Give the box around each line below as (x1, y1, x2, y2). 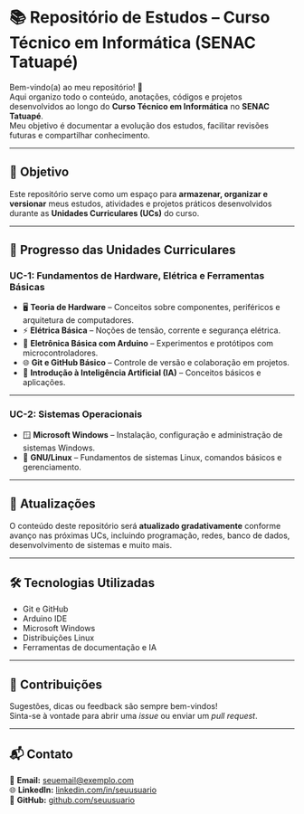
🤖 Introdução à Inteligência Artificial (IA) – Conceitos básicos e (22, 367, 261, 378)
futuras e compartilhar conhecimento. (9, 129, 151, 140)
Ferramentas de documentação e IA (22, 642, 157, 653)
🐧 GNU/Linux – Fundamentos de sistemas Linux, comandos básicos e (22, 451, 282, 462)
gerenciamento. (22, 461, 81, 472)
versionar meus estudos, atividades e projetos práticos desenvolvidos (9, 198, 272, 209)
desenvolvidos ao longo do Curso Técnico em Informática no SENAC (9, 100, 270, 111)
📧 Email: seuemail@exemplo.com (9, 774, 134, 785)
